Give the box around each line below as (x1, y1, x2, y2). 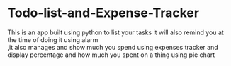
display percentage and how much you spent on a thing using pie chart (7, 51, 215, 59)
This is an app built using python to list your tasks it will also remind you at (7, 28, 225, 37)
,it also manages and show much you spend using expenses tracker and (7, 43, 218, 51)
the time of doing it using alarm (7, 35, 98, 44)
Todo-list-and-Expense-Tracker (7, 5, 200, 21)
